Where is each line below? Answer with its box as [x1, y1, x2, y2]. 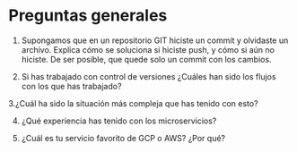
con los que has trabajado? [21, 80, 122, 91]
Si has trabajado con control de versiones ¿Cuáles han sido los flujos [21, 71, 276, 81]
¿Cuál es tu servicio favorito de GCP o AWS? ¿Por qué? [21, 132, 226, 143]
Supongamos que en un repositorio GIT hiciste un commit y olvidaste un [21, 35, 289, 46]
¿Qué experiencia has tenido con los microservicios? [21, 115, 217, 126]
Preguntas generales [8, 5, 168, 26]
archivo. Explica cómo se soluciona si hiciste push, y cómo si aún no [21, 44, 275, 55]
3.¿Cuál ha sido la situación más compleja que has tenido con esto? [8, 97, 258, 108]
